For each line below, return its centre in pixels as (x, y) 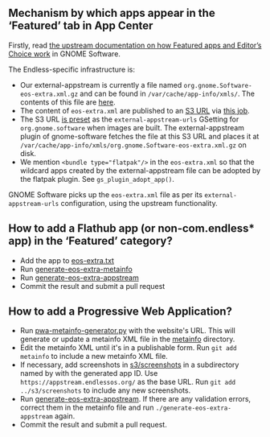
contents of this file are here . (67, 102)
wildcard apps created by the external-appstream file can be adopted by (140, 170)
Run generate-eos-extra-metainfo (76, 269)
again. (65, 416)
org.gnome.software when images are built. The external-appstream (132, 127)
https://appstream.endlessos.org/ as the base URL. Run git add (127, 382)
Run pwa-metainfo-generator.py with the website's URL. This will (127, 331)
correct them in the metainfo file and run (87, 408)
